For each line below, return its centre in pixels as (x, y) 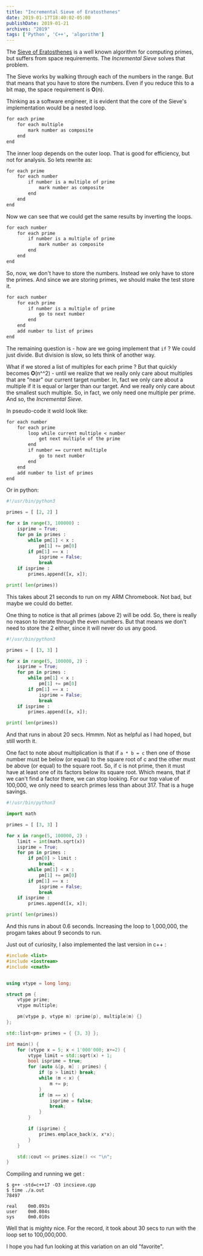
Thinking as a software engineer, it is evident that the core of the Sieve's (96, 102)
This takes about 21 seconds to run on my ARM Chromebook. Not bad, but (99, 596)
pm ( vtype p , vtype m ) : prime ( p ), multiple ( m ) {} (80, 1017)
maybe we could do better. (40, 603)
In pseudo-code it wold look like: (47, 411)
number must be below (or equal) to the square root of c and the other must (101, 759)
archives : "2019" (28, 29)
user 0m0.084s (28, 1212)
